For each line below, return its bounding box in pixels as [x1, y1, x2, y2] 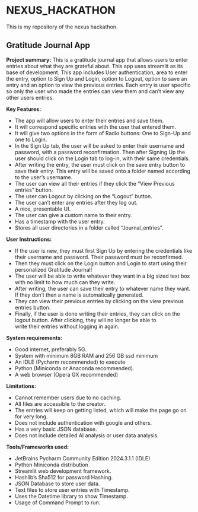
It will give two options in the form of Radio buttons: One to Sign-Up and [14, 129, 191, 136]
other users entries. [6, 94, 55, 101]
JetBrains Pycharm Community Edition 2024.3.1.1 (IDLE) [14, 454, 151, 462]
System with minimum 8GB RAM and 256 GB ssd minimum [14, 352, 158, 359]
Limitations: [6, 382, 37, 389]
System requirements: [6, 334, 62, 341]
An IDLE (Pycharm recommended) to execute [14, 358, 126, 365]
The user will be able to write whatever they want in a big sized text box [14, 272, 190, 279]
